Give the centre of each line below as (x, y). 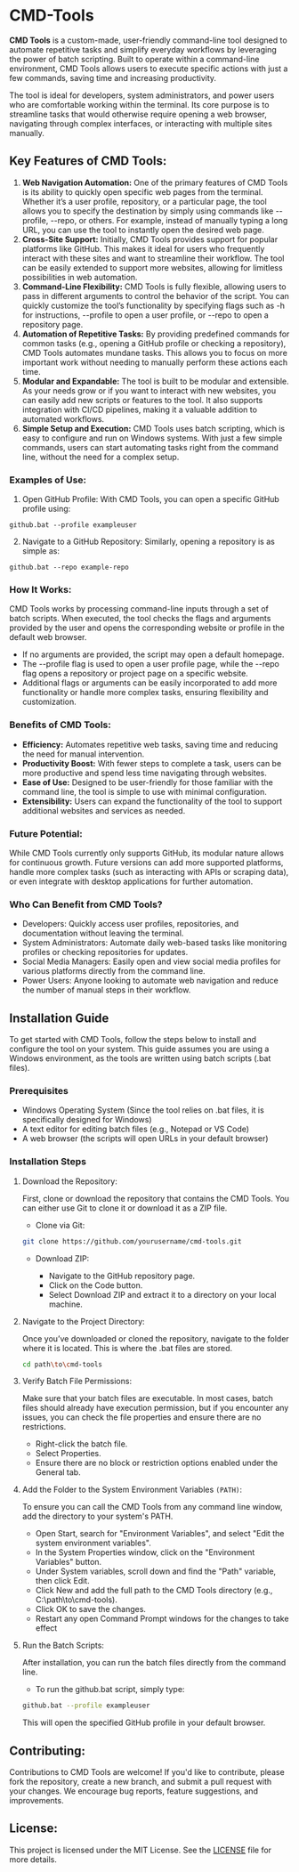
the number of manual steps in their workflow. (106, 990)
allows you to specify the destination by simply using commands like (148, 211)
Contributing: (48, 1750)
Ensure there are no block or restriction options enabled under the (157, 1463)
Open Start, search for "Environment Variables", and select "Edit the (160, 1534)
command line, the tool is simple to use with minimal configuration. (144, 791)
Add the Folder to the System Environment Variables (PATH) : (132, 1490)
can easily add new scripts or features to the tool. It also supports (142, 400)
